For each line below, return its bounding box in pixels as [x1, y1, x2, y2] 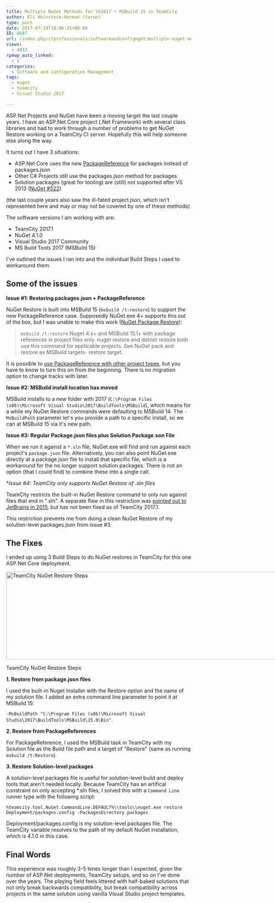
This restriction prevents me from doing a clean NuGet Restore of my [6, 514, 173, 522]
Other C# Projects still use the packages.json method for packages [14, 172, 177, 180]
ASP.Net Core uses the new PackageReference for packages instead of [14, 160, 188, 167]
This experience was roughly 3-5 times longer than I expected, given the [6, 865, 182, 872]
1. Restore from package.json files [6, 676, 91, 683]
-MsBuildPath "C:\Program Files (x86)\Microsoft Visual [6, 711, 146, 717]
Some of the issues [6, 279, 78, 289]
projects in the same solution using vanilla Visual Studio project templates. [6, 890, 186, 898]
